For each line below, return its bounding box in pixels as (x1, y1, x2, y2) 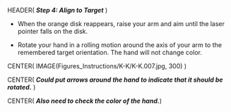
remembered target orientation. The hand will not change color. (17, 49, 203, 56)
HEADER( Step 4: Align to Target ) (7, 6, 108, 14)
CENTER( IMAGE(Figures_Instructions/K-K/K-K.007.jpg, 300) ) (7, 62, 187, 70)
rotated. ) (7, 83, 36, 91)
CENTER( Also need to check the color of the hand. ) (7, 97, 162, 105)
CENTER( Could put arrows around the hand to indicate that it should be (7, 75, 224, 84)
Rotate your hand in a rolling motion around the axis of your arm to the (17, 41, 223, 49)
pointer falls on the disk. (17, 27, 88, 35)
